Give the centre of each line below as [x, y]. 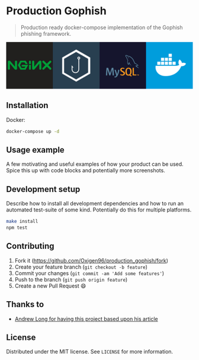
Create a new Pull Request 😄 [50, 286]
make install [22, 222]
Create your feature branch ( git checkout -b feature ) [81, 267]
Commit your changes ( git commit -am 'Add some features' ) [89, 273]
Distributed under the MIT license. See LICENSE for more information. [90, 352]
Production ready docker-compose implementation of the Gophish [102, 27]
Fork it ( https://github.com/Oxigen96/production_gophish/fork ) [92, 260]
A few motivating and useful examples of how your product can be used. [95, 164]
